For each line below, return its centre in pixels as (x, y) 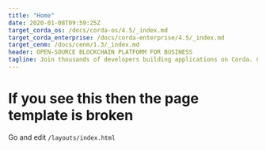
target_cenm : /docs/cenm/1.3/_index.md (74, 45)
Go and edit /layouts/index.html (62, 137)
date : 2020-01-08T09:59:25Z (55, 23)
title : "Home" (32, 15)
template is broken (71, 116)
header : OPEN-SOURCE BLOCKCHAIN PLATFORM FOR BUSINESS (101, 52)
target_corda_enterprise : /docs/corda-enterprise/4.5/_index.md (116, 37)
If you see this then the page (104, 99)
